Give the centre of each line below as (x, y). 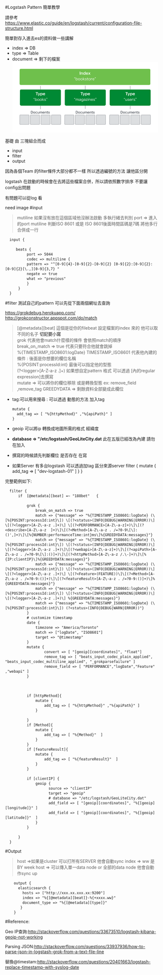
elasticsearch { (34, 888)
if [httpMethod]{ (44, 696)
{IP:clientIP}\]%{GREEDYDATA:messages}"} (48, 560)
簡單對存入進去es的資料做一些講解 (39, 38)
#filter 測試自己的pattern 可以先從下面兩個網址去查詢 (58, 303)
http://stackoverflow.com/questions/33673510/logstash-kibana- (92, 932)
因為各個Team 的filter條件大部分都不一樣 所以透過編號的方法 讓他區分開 (76, 171)
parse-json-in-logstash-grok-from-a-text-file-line (55, 952)
